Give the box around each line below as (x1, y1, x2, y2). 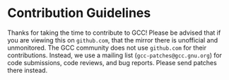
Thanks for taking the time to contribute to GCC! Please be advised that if (7, 28, 221, 37)
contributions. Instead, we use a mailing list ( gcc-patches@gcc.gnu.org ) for (7, 51, 223, 59)
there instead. (7, 66, 48, 74)
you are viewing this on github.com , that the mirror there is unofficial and (7, 35, 218, 44)
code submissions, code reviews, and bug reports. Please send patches (7, 58, 217, 67)
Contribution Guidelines (7, 5, 151, 21)
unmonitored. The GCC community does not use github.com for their (7, 43, 207, 52)
